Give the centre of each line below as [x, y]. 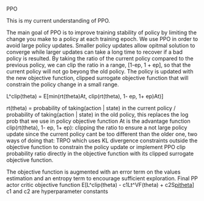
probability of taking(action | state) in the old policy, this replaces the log [97, 115]
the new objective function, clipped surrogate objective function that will [97, 78]
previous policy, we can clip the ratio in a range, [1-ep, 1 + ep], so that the [99, 65]
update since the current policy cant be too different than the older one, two [102, 134]
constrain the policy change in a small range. [63, 84]
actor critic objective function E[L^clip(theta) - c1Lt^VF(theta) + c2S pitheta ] [100, 185]
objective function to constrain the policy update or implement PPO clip [96, 147]
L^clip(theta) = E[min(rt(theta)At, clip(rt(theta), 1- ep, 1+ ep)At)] [85, 96]
